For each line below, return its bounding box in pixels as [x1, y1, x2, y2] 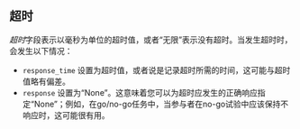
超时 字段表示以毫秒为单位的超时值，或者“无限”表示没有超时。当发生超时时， [9, 34, 293, 45]
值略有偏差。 [22, 76, 70, 87]
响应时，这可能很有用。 [22, 109, 110, 120]
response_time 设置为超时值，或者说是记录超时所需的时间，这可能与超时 [22, 64, 291, 75]
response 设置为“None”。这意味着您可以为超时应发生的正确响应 [22, 87, 259, 97]
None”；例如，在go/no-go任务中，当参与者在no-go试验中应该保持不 [33, 98, 289, 109]
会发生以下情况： [9, 45, 73, 56]
